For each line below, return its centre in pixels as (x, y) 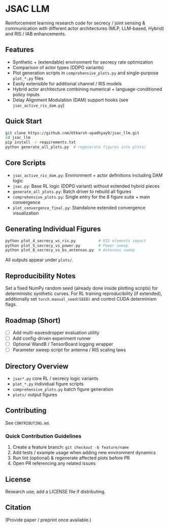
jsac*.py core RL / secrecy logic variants (55, 378)
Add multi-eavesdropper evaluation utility (56, 332)
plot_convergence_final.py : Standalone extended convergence (79, 208)
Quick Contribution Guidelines (43, 436)
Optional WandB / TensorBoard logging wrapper (63, 344)
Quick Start (24, 121)
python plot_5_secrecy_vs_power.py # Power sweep (67, 245)
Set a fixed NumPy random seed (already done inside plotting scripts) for (82, 288)
